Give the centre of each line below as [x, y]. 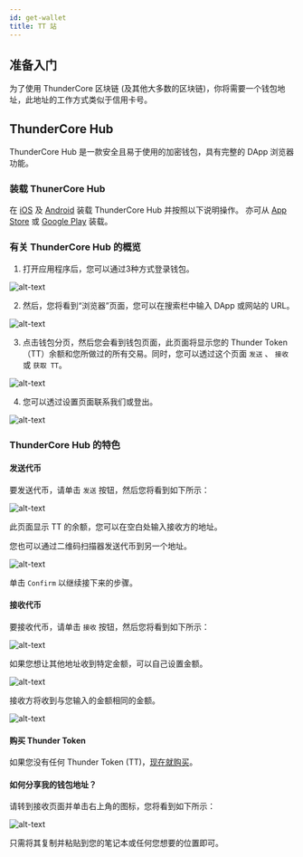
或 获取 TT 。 [44, 365]
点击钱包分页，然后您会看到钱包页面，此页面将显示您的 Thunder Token [155, 342]
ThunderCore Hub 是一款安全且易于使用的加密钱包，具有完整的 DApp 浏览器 [152, 152]
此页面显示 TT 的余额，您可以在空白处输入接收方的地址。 [116, 527]
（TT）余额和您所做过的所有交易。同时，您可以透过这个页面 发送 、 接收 [156, 353]
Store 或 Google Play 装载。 [61, 222]
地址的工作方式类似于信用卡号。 [92, 100]
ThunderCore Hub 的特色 [65, 444]
